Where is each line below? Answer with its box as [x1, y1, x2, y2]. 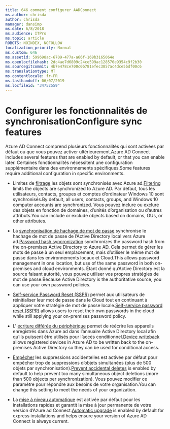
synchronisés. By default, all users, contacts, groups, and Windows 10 [12, 196, 158, 202]
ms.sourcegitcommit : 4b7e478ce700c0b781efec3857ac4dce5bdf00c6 [5, 64, 142, 69]
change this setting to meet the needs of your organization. [12, 386, 137, 392]
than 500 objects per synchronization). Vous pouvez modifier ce [12, 376, 148, 382]
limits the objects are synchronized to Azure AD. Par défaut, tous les [12, 185, 155, 191]
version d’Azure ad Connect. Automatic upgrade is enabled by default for [12, 407, 164, 413]
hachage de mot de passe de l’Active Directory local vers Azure [12, 233, 146, 239]
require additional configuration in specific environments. [5, 170, 125, 176]
